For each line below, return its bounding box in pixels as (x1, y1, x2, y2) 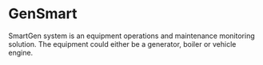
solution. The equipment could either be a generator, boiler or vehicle (8, 39, 237, 48)
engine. (8, 48, 34, 57)
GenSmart (8, 5, 78, 23)
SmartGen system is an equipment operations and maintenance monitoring (8, 31, 256, 40)
